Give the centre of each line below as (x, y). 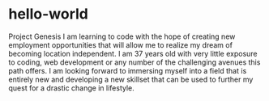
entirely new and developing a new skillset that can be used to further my (131, 79)
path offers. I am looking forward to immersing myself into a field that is (128, 70)
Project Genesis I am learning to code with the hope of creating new (122, 36)
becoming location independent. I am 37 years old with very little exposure (133, 53)
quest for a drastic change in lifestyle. (72, 88)
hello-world (49, 14)
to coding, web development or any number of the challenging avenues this (134, 62)
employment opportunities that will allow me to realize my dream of (121, 44)
